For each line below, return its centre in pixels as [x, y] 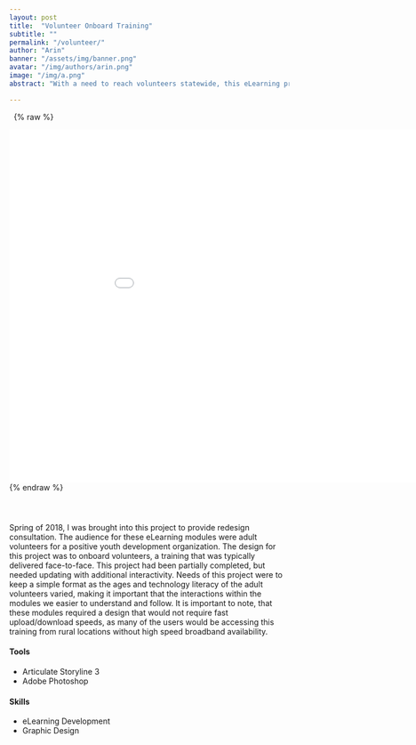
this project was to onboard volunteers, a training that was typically [132, 555]
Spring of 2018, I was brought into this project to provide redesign [130, 527]
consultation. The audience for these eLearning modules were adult [133, 537]
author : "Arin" [37, 51]
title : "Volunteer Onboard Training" [81, 26]
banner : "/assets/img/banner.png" [73, 59]
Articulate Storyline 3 [61, 672]
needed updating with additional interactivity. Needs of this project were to [146, 574]
